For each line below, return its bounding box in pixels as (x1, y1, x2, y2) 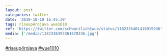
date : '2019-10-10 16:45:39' (5, 17, 67, 22)
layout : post (5, 7, 33, 13)
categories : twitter (5, 12, 49, 17)
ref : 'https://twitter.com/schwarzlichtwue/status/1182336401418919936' (5, 26, 163, 32)
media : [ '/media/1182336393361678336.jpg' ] (5, 31, 99, 36)
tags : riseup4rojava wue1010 (5, 21, 67, 27)
